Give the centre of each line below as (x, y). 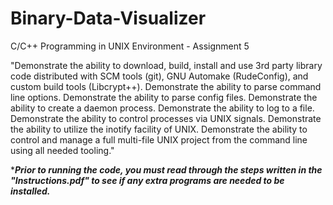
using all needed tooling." (62, 150)
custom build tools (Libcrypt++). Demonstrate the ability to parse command (166, 86)
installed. (30, 191)
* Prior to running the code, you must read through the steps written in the (166, 169)
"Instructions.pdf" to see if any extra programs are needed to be (147, 180)
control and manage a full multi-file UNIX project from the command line (159, 139)
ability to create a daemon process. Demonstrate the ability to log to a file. (162, 108)
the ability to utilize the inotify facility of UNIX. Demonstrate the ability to (159, 129)
